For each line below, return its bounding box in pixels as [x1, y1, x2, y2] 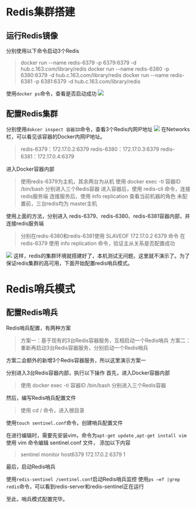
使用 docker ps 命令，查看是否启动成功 [6, 90, 97, 97]
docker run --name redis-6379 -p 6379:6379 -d [20, 59, 137, 66]
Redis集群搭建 [6, 5, 75, 19]
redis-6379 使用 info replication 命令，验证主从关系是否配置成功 [20, 240, 175, 247]
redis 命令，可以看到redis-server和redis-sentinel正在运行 [6, 483, 144, 490]
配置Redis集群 [6, 109, 58, 119]
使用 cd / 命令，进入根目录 [20, 407, 85, 414]
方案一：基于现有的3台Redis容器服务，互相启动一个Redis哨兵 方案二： [20, 337, 191, 344]
